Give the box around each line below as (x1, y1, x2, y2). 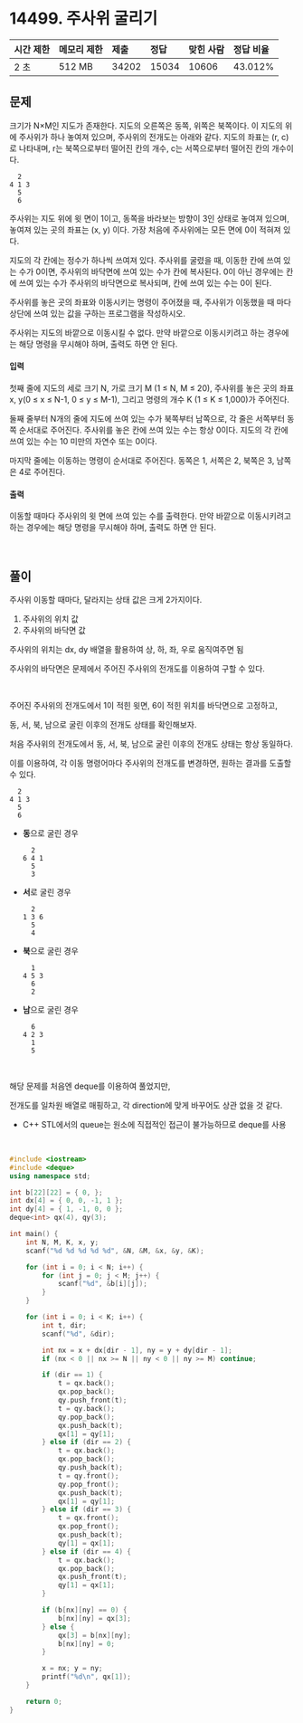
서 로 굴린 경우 (22, 886, 71, 897)
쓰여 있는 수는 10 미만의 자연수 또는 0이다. (9, 435, 158, 446)
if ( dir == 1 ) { (42, 1370, 103, 1380)
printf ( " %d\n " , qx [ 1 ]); (42, 1672, 131, 1681)
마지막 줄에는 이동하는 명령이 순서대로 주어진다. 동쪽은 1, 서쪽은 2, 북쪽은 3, (9, 454, 275, 466)
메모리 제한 (58, 43, 104, 55)
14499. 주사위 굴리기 (9, 8, 158, 29)
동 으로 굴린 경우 (22, 827, 79, 838)
